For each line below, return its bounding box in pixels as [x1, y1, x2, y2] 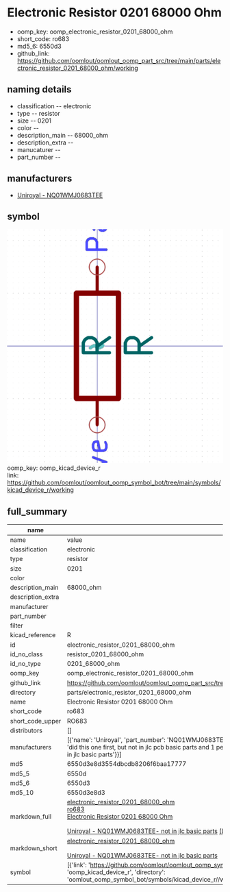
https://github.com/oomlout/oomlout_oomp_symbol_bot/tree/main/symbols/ [7, 478, 221, 487]
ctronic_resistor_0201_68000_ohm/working [16, 64, 138, 72]
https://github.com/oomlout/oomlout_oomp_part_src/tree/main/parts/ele [16, 56, 221, 64]
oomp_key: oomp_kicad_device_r [7, 464, 101, 472]
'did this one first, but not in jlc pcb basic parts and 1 [66, 743, 215, 752]
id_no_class [10, 649, 43, 658]
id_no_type [10, 660, 41, 668]
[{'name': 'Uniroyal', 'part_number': [66, 736, 166, 744]
